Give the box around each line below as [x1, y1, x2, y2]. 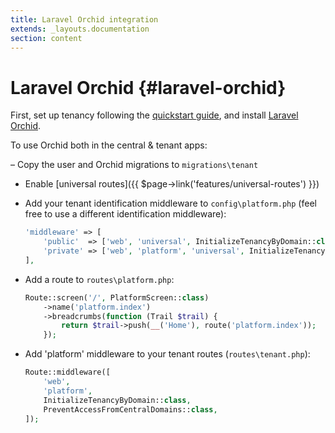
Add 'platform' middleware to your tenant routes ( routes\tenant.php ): [24, 348, 311, 360]
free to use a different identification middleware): [24, 208, 227, 220]
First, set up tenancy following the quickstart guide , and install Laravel [10, 109, 299, 121]
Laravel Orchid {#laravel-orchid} [10, 76, 287, 99]
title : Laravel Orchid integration [10, 14, 159, 25]
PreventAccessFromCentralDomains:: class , [43, 404, 218, 415]
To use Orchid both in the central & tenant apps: [10, 139, 208, 151]
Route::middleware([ [24, 367, 111, 378]
